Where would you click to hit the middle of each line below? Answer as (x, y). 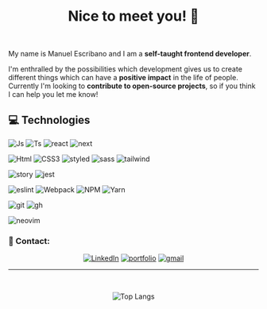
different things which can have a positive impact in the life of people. (123, 77)
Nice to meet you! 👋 (133, 16)
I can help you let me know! (53, 94)
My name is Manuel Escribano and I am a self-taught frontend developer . (130, 53)
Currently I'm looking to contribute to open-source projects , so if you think (132, 86)
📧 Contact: (29, 241)
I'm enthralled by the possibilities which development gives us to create (125, 69)
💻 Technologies (49, 120)
